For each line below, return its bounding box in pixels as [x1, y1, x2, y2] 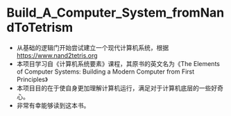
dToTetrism [6, 19, 74, 35]
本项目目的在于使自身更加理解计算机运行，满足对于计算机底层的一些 [16, 83, 212, 92]
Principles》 [16, 75, 49, 83]
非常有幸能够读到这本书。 [16, 101, 90, 109]
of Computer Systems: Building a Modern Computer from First [16, 67, 195, 76]
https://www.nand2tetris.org [16, 51, 98, 60]
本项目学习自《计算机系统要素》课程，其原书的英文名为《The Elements [16, 59, 220, 67]
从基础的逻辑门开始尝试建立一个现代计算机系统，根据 [16, 43, 169, 51]
